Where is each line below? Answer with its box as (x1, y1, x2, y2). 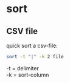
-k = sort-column (6, 71, 49, 78)
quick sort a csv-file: (6, 42, 58, 49)
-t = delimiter (6, 64, 40, 71)
